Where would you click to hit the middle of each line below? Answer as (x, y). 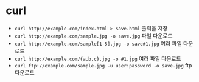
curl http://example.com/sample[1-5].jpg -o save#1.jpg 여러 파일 (98, 43)
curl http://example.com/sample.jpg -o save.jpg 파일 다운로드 (93, 36)
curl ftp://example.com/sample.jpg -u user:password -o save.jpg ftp (103, 65)
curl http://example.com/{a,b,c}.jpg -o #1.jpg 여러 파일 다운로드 (98, 58)
